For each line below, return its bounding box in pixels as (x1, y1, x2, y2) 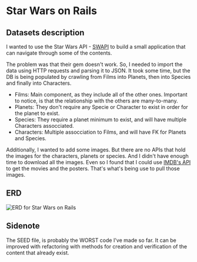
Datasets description (6, 28, 85, 38)
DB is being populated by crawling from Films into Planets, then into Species (6, 74, 191, 80)
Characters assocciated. (14, 122, 74, 129)
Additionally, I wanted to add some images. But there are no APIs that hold (6, 146, 186, 153)
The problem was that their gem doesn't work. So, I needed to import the (6, 61, 183, 68)
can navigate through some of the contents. (6, 49, 112, 57)
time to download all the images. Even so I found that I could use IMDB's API (6, 159, 191, 165)
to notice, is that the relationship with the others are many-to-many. (14, 97, 178, 104)
